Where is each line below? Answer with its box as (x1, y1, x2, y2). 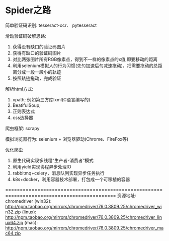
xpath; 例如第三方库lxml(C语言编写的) (12, 96, 91, 102)
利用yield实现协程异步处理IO (12, 163, 71, 169)
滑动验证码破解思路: (5, 33, 47, 39)
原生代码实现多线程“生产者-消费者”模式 (12, 157, 94, 163)
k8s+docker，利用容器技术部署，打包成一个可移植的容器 (12, 176, 130, 182)
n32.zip (5, 209, 21, 215)
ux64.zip (5, 219, 24, 225)
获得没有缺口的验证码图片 (12, 43, 66, 49)
